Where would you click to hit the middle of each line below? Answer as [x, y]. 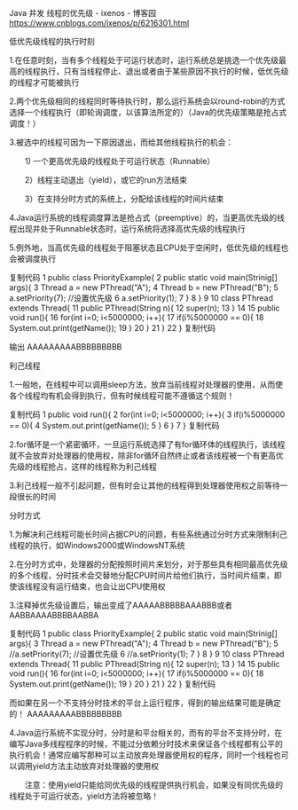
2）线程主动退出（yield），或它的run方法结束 [106, 180]
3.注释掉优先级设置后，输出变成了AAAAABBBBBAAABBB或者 [121, 605]
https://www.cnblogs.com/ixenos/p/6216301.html [99, 23]
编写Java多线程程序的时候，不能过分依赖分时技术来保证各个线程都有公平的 [146, 744]
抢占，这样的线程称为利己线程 [102, 467]
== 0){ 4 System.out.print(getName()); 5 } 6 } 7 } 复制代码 [114, 425]
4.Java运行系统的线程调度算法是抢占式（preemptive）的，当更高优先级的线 [147, 217]
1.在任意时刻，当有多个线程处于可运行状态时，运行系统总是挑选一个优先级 [144, 60]
